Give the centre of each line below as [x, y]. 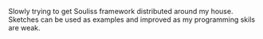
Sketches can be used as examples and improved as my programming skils [132, 19]
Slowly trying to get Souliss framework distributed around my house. [121, 11]
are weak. [25, 28]
